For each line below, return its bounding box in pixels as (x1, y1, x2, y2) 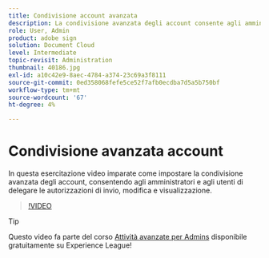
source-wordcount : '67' (8, 93, 88, 101)
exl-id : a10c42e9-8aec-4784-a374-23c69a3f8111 (8, 71, 167, 79)
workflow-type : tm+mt (8, 85, 81, 94)
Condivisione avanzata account (8, 142, 224, 161)
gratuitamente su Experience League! (8, 240, 132, 250)
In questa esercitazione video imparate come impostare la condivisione (8, 169, 243, 178)
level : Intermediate (8, 49, 78, 57)
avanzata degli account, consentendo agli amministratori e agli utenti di (8, 177, 243, 187)
